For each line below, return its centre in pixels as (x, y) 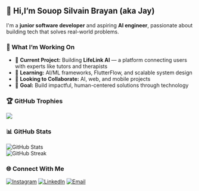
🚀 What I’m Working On (41, 47)
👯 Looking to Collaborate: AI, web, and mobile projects (83, 79)
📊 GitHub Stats (29, 131)
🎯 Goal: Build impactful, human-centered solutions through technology (102, 85)
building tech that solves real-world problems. (63, 32)
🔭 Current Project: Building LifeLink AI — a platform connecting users (101, 60)
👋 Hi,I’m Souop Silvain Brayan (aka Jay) (80, 11)
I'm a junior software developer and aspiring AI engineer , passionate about (99, 25)
